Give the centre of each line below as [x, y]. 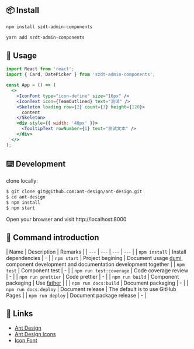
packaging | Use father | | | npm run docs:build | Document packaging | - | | [97, 283]
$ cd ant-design [26, 197]
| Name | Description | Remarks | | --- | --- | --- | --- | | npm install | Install [96, 252]
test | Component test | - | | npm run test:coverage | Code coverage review [97, 270]
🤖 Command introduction [53, 237]
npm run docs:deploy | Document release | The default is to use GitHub [91, 289]
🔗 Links [20, 314]
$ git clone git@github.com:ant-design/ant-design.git [74, 192]
